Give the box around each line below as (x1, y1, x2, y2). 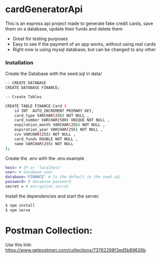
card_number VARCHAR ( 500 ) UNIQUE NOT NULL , (14, 118, 110, 123)
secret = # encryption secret (5, 184, 69, 189)
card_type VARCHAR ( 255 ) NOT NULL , (14, 113, 90, 118)
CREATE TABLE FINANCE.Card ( (5, 103, 67, 109)
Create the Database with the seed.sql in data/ (5, 71, 102, 77)
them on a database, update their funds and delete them (5, 25, 123, 31)
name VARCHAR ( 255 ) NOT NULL (14, 141, 73, 146)
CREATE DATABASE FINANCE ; (5, 85, 60, 90)
